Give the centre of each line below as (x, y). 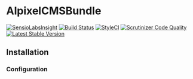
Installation (27, 53)
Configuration (27, 69)
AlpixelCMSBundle (54, 11)
